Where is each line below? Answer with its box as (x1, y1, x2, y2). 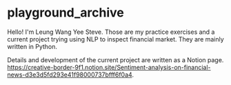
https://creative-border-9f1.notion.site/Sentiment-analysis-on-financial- (7, 63, 212, 71)
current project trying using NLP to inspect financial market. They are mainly (7, 35, 224, 43)
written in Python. (7, 42, 57, 50)
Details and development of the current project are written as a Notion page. (7, 55, 224, 64)
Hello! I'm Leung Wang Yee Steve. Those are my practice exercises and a (7, 28, 215, 36)
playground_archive (7, 5, 124, 21)
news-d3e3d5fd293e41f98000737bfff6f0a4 (7, 70, 132, 79)
